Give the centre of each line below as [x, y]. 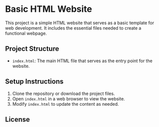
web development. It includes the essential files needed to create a [73, 28]
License [18, 119]
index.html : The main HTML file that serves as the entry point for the [82, 61]
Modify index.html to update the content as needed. [66, 104]
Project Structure [32, 49]
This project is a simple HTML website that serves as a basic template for [80, 23]
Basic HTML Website [49, 9]
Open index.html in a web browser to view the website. [68, 99]
